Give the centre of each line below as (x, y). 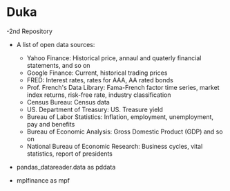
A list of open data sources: (56, 44)
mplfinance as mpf (43, 180)
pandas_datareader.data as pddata (66, 167)
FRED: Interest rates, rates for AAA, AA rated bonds (100, 80)
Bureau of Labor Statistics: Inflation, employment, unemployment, (120, 117)
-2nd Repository (30, 31)
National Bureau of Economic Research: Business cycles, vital (115, 146)
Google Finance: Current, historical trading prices (97, 73)
